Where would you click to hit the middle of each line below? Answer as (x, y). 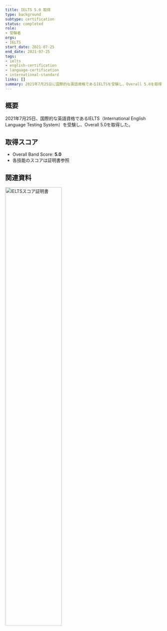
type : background (23, 14)
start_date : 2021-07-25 (30, 47)
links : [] (15, 79)
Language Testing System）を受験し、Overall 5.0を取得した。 (69, 125)
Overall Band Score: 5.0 (37, 154)
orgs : (11, 38)
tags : (11, 56)
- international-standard (32, 75)
